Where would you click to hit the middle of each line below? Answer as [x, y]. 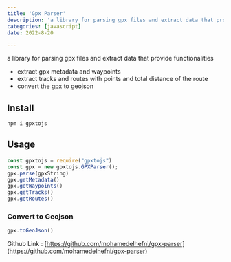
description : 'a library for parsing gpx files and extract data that [110, 20]
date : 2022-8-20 [30, 33]
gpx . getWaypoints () [35, 186]
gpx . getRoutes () [30, 199]
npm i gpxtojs [27, 124]
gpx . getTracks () [30, 193]
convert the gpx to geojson [55, 86]
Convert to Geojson [40, 216]
